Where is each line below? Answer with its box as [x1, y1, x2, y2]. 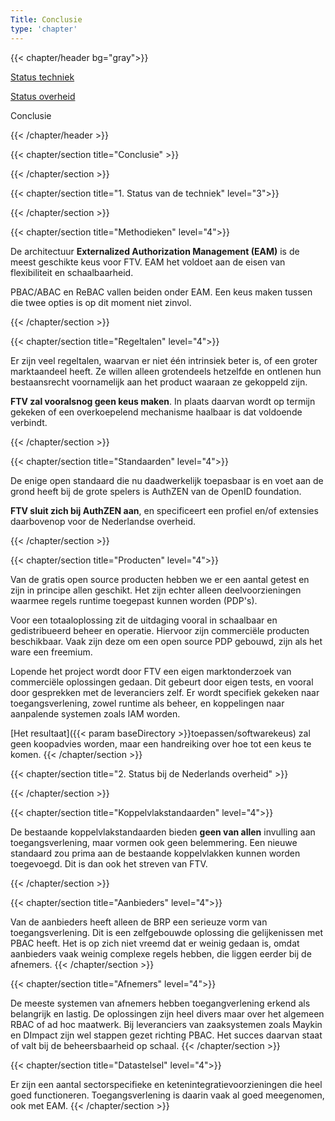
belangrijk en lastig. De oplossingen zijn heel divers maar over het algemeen [10, 1007, 325, 1020]
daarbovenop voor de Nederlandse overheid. [10, 515, 196, 527]
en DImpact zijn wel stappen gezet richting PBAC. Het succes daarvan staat [10, 1029, 323, 1041]
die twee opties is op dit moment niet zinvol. [10, 296, 192, 308]
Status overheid [10, 90, 76, 102]
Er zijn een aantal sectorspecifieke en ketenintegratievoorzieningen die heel [10, 1078, 323, 1090]
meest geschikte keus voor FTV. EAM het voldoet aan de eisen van [10, 256, 286, 268]
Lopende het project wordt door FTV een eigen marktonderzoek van [10, 665, 292, 677]
